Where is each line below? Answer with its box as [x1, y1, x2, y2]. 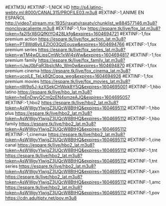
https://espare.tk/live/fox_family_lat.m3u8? [38, 57, 126, 63]
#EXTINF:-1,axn [127, 169, 160, 174]
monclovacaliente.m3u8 [5, 25, 55, 31]
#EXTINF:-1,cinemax [5, 132, 47, 137]
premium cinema [5, 68, 40, 74]
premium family [5, 57, 37, 63]
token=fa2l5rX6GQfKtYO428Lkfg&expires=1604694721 [5, 31, 119, 36]
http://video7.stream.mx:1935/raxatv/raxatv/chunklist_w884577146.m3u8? [5, 20, 158, 26]
